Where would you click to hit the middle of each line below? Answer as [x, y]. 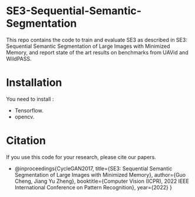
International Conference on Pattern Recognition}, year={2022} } [93, 187]
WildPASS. [19, 59]
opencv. [24, 117]
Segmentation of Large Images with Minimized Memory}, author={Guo [100, 175]
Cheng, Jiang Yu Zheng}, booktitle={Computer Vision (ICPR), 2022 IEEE [102, 181]
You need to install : [30, 99]
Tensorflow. [29, 110]
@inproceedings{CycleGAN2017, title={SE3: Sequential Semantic [93, 168]
